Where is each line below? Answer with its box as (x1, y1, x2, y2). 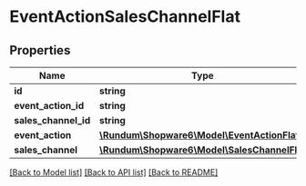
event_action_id (14, 100, 85, 112)
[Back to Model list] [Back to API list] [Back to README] (9, 167, 219, 178)
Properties (9, 43, 71, 58)
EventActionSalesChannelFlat (9, 6, 241, 27)
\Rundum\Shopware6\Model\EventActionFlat (98, 129, 300, 142)
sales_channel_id (14, 114, 91, 126)
